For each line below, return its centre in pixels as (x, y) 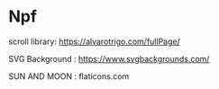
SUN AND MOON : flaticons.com (69, 76)
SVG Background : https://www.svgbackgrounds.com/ (109, 58)
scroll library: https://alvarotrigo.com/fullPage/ (95, 41)
